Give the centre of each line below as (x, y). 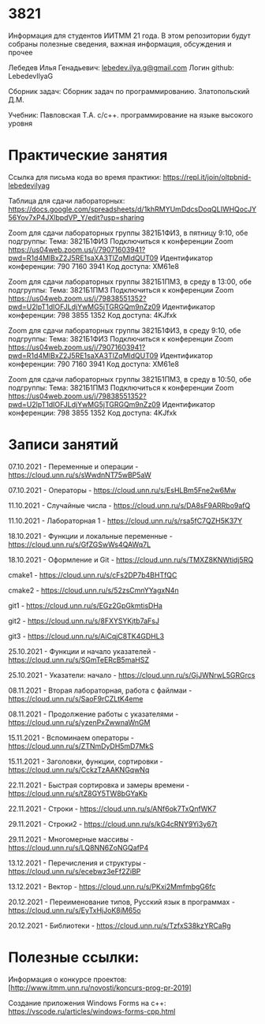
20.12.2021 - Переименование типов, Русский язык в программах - (121, 902)
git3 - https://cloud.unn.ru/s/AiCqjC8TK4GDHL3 (86, 636)
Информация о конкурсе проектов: (68, 979)
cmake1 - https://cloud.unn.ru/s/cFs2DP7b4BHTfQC (93, 575)
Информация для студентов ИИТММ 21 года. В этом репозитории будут (129, 36)
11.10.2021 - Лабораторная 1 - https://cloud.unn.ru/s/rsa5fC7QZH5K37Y (125, 521)
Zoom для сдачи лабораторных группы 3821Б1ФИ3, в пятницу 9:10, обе (128, 233)
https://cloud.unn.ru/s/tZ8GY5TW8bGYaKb (78, 793)
